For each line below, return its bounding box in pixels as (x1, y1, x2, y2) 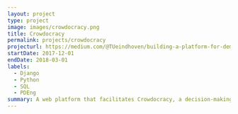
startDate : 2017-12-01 (7, 50, 74, 57)
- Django (13, 69, 40, 76)
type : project (7, 17, 50, 24)
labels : (7, 63, 30, 70)
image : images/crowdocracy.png (7, 23, 100, 30)
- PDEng (13, 89, 37, 96)
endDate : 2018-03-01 (7, 57, 69, 64)
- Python (13, 76, 40, 84)
